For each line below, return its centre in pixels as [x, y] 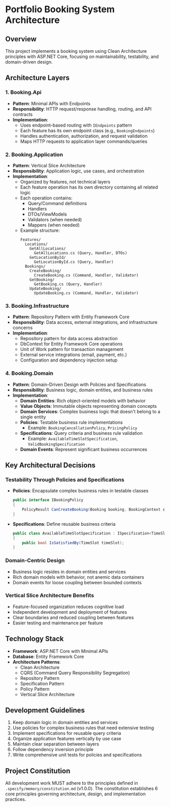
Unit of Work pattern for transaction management [72, 349]
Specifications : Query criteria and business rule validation [81, 433]
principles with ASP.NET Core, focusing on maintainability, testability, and [82, 56]
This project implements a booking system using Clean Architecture [76, 51]
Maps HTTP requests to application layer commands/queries [84, 141]
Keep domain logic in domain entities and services [65, 723]
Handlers [37, 208]
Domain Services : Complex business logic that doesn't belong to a [90, 411]
